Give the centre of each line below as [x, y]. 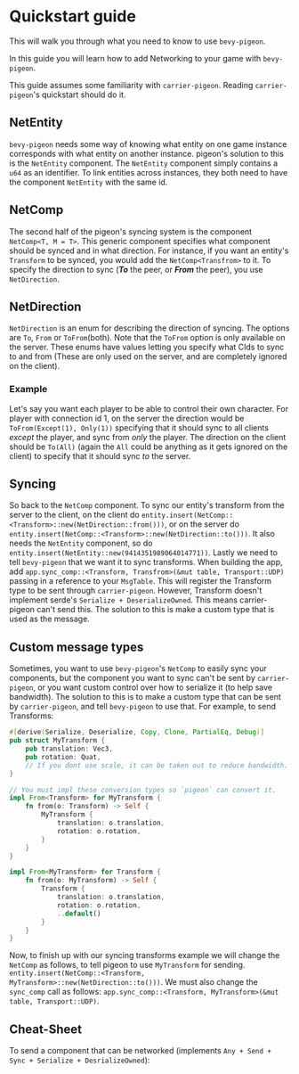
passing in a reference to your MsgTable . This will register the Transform [141, 581]
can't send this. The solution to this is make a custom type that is [156, 610]
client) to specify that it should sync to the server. [100, 455]
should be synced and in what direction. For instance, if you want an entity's [149, 250]
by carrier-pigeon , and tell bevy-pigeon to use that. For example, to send [142, 707]
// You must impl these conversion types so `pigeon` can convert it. [143, 790]
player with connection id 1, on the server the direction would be [127, 418]
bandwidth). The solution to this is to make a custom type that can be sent [145, 697]
